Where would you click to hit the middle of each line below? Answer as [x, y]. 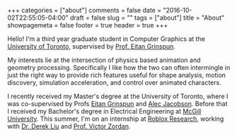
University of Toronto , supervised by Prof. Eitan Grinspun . [91, 46]
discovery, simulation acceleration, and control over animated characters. [114, 83]
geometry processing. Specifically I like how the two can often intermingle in [119, 67]
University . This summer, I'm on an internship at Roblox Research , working [116, 119]
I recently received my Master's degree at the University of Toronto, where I [118, 96]
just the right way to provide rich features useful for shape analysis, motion [117, 75]
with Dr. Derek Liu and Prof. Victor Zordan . [69, 126]
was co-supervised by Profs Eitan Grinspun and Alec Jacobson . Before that [117, 104]
